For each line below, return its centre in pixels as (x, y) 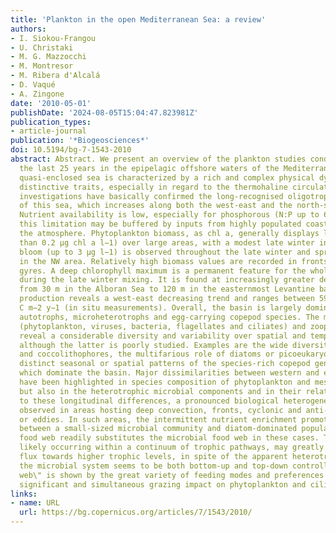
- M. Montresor (42, 66)
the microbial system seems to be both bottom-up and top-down (153, 466)
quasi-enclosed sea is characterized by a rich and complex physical (167, 177)
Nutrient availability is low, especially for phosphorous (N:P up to (169, 215)
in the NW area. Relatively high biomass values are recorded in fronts (174, 261)
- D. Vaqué (33, 85)
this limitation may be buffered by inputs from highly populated (160, 224)
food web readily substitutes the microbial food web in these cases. (169, 438)
